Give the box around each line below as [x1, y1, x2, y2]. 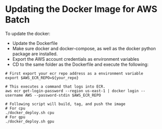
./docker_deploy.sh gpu [5, 119, 55, 124]
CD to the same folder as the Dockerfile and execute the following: [12, 61, 149, 67]
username [5, 93, 23, 98]
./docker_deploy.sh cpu [5, 110, 55, 115]
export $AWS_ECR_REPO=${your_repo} [5, 75, 79, 80]
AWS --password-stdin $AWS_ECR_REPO [25, 93, 101, 98]
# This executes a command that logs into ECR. [5, 84, 106, 89]
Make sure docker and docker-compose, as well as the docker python [12, 45, 156, 51]
